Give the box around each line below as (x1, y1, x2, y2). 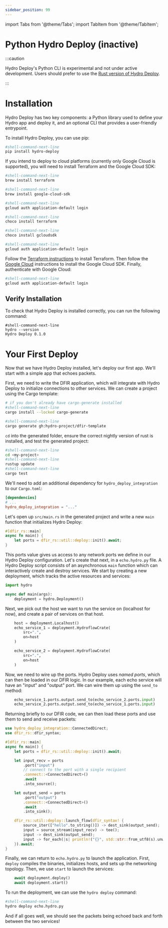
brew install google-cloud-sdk (5, 191, 70, 196)
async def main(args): (5, 592, 52, 597)
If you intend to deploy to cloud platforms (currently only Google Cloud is (5, 158, 156, 164)
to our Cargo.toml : (5, 485, 42, 491)
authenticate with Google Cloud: (5, 266, 71, 272)
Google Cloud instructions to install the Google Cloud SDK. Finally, (5, 261, 141, 267)
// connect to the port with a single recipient (23, 767, 126, 772)
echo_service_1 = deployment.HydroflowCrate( (14, 625, 111, 630)
